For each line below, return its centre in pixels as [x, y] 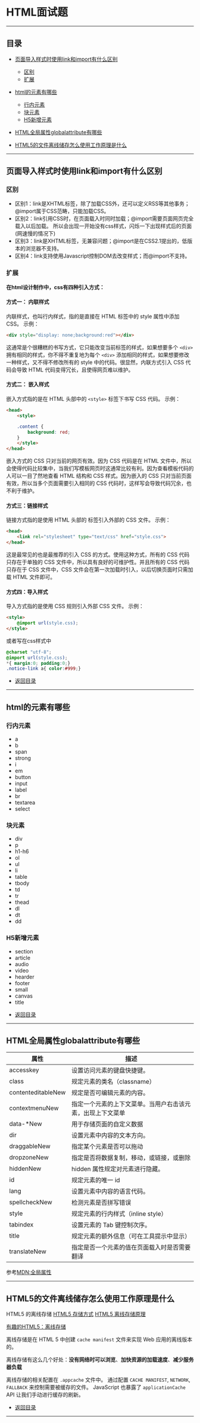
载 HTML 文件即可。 [31, 576]
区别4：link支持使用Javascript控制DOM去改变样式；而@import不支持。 [102, 256]
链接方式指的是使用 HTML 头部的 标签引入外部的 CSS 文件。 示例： [88, 520]
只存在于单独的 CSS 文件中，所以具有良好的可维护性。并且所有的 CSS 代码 [98, 562]
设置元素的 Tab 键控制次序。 [111, 1225]
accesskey [24, 1070]
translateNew [28, 1252]
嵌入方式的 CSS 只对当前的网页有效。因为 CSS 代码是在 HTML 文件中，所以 [99, 461]
